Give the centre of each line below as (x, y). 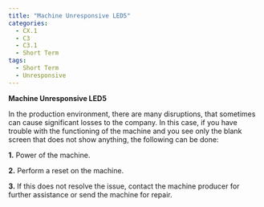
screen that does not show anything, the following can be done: (114, 139)
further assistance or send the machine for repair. (90, 194)
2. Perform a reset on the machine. (66, 170)
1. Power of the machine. (49, 155)
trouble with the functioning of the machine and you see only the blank (125, 131)
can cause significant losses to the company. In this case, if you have (123, 122)
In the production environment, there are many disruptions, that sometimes (132, 114)
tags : (17, 61)
